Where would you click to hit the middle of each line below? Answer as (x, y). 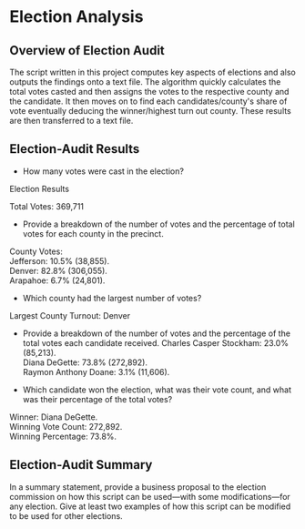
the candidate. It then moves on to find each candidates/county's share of (148, 101)
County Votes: (36, 251)
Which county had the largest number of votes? (112, 298)
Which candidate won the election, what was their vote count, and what (157, 390)
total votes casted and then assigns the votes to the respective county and (149, 92)
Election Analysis (76, 17)
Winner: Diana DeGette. (54, 417)
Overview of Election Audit (87, 51)
